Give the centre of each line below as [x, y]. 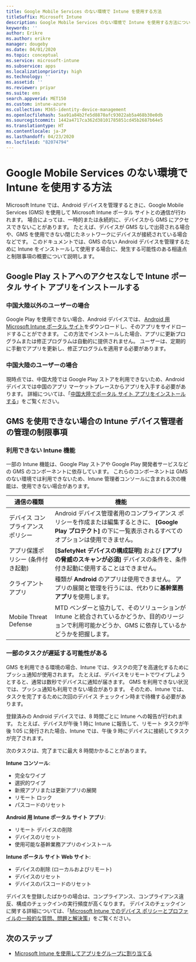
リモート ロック [33, 797]
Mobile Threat [28, 617]
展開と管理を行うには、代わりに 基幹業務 [128, 588]
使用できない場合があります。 [57, 486]
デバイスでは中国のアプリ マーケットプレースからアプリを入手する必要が [93, 386]
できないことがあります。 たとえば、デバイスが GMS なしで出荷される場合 [100, 227]
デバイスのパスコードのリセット [53, 884]
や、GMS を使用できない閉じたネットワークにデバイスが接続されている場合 [97, 234]
